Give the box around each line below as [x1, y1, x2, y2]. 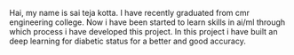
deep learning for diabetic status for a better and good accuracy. [9, 35, 246, 46]
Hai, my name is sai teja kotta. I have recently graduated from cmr [9, 8, 250, 18]
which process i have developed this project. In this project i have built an [9, 27, 278, 36]
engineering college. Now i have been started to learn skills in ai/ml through [9, 17, 286, 27]
